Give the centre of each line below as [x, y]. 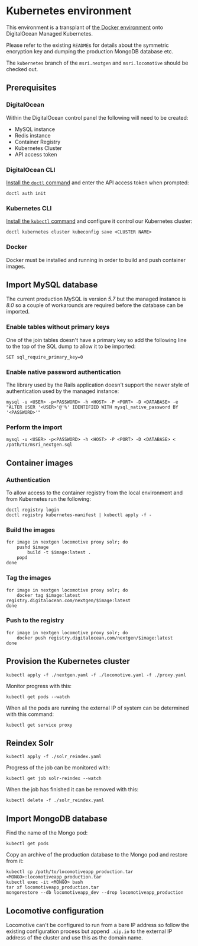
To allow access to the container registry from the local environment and [95, 493]
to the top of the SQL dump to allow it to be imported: [71, 346]
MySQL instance [35, 129]
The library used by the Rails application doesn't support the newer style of [98, 385]
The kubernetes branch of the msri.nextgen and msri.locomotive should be [97, 63]
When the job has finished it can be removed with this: [72, 790]
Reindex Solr [30, 743]
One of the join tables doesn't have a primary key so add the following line [97, 340]
